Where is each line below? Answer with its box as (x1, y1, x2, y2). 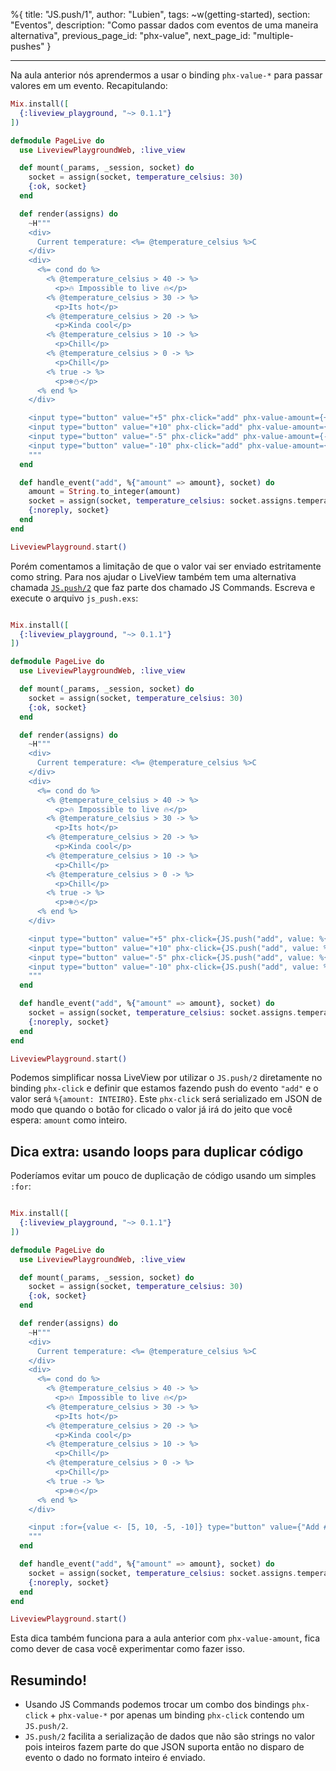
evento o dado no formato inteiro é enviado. (24, 1752, 206, 1764)
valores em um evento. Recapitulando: (10, 80, 168, 91)
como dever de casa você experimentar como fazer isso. (10, 1643, 246, 1655)
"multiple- (252, 30, 294, 41)
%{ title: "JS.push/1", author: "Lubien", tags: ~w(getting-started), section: (10, 9, 311, 20)
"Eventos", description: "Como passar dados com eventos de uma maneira (10, 19, 319, 31)
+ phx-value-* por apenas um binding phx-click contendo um (49, 1709, 305, 1721)
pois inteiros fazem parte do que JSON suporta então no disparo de (24, 1741, 305, 1753)
